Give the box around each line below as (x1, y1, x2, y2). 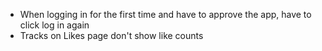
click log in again (19, 19, 90, 31)
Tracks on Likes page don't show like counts (19, 30, 204, 41)
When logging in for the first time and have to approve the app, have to (19, 9, 312, 20)
